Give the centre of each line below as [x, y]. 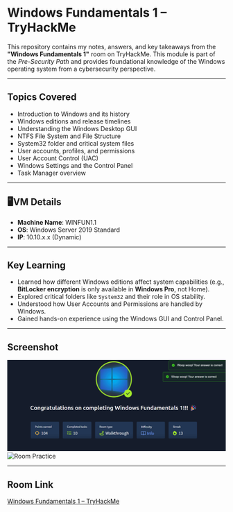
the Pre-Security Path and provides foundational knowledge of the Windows [116, 61]
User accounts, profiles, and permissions [76, 151]
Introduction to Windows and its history [74, 114]
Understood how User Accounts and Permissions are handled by [110, 304]
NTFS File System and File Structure [69, 136]
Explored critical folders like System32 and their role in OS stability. [111, 297]
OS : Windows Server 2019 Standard [68, 230]
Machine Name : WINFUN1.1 [57, 222]
